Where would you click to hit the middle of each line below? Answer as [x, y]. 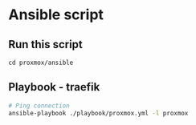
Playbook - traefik [54, 87]
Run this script [45, 44]
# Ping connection [39, 106]
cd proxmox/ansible [41, 62]
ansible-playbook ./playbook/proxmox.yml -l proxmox [98, 113]
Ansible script [56, 15]
